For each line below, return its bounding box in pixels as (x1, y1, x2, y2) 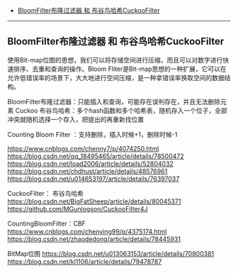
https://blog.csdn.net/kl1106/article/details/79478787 (7, 257, 162, 266)
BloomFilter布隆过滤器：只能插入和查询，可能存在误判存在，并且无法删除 (7, 97, 221, 106)
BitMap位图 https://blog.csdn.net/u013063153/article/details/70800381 (7, 249, 215, 257)
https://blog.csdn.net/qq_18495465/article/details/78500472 (7, 152, 184, 160)
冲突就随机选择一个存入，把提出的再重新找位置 (7, 115, 144, 123)
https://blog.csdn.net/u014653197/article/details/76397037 (7, 174, 180, 183)
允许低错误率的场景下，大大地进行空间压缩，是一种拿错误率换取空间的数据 (7, 73, 225, 82)
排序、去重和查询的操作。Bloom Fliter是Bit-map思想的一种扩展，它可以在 (13, 65, 227, 73)
